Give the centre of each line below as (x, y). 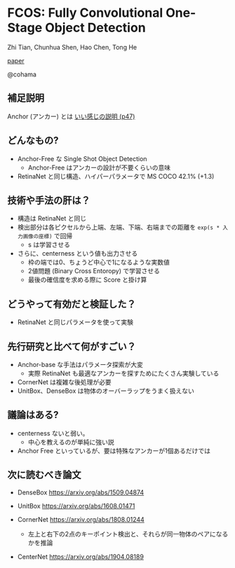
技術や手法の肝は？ (49, 200)
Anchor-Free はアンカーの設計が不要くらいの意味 (99, 167)
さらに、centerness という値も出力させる (78, 254)
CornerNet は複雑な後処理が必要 (65, 382)
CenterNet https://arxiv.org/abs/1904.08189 (80, 556)
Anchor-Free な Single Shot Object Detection (82, 158)
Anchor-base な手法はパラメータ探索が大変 (80, 365)
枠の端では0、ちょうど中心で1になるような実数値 (99, 262)
